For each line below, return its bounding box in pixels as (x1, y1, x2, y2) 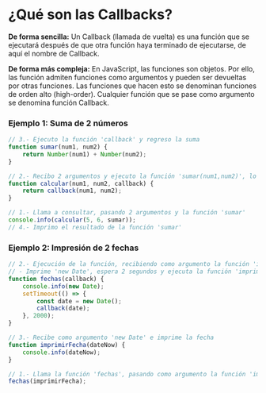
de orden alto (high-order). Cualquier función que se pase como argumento (8, 89, 255, 98)
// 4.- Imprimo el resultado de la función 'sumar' (8, 223, 182, 231)
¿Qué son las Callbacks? (8, 6, 173, 24)
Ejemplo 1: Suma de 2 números (8, 118, 128, 129)
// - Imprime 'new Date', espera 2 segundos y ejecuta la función (8, 268, 232, 275)
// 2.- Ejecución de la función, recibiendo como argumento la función (8, 260, 249, 268)
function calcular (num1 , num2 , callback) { (8, 179, 154, 187)
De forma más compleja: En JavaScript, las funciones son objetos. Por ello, (8, 64, 256, 73)
